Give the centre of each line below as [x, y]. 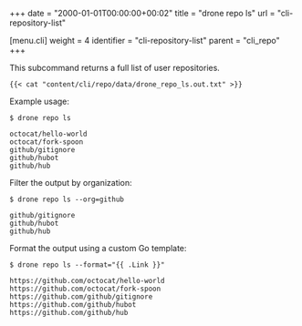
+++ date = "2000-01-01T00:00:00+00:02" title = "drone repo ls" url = [142, 13]
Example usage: [40, 101]
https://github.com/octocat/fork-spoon [85, 289]
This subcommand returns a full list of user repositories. [115, 68]
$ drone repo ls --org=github [67, 199]
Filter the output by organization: [71, 183]
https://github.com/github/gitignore [81, 297]
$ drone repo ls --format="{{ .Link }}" [88, 265]
